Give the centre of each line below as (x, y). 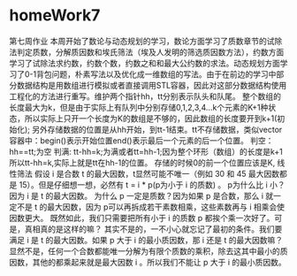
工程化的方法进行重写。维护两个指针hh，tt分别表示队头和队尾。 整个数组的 (145, 96)
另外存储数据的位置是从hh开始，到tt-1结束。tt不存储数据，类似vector (157, 129)
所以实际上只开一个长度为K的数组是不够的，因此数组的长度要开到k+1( (151, 118)
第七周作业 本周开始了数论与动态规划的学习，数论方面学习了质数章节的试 (142, 41)
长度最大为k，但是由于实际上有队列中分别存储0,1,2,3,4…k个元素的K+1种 (139, 107)
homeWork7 (55, 15)
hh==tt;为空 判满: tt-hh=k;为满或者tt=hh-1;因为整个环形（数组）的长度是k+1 (146, 151)
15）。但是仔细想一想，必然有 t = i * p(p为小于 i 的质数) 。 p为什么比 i (143, 184)
